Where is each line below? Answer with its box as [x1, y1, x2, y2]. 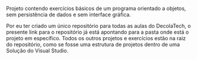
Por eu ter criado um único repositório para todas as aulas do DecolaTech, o [6, 23, 191, 29]
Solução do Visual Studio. [6, 47, 69, 54]
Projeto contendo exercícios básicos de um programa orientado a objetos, [6, 5, 186, 12]
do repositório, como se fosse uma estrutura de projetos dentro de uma [6, 41, 180, 48]
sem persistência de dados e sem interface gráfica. [6, 11, 132, 18]
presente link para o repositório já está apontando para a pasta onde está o [6, 29, 189, 36]
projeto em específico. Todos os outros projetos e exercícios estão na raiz [6, 35, 186, 41]
